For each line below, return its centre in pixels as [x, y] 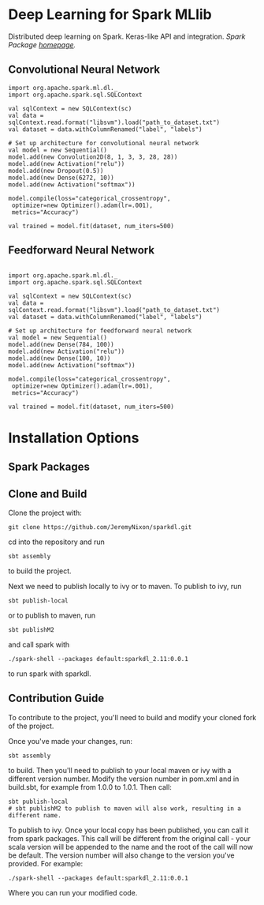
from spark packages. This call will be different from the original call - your [129, 838]
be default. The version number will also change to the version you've [121, 855]
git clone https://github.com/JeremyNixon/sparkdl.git [100, 527]
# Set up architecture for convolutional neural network [104, 143]
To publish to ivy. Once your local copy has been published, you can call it [128, 830]
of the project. [31, 726]
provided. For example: [46, 863]
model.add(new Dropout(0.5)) [56, 171]
